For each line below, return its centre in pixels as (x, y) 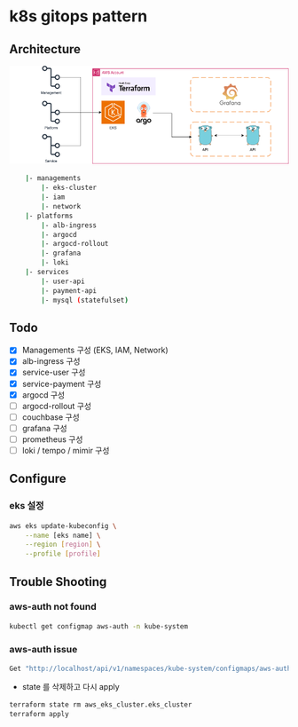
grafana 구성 (45, 428)
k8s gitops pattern (78, 16)
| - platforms (49, 216)
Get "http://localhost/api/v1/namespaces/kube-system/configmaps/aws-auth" (152, 669)
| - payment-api (69, 290)
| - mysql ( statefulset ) (85, 300)
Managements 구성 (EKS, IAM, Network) (95, 350)
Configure (38, 479)
